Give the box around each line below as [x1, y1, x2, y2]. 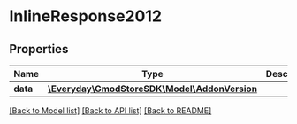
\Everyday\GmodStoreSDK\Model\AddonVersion [47, 82, 258, 95]
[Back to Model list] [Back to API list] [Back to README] [9, 105, 212, 116]
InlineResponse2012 [9, 6, 162, 27]
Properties [9, 42, 69, 57]
